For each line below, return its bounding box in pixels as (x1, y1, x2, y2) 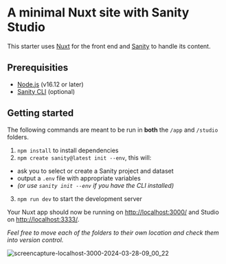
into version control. (7, 235, 64, 244)
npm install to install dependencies (16, 146, 119, 154)
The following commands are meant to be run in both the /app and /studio (7, 125, 218, 134)
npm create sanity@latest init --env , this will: (16, 153, 152, 162)
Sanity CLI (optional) (16, 87, 76, 95)
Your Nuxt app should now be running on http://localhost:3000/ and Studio (7, 208, 220, 216)
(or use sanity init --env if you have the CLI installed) (16, 181, 174, 189)
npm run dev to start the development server (16, 194, 142, 203)
